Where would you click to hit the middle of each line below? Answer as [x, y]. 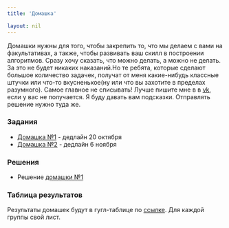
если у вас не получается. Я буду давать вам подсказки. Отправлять [109, 96]
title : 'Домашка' [32, 13]
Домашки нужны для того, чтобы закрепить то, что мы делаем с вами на [115, 45]
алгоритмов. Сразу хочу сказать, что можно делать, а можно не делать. [114, 60]
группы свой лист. [34, 217]
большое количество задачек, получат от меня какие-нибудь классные [113, 75]
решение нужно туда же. [44, 104]
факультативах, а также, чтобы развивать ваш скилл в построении [106, 53]
